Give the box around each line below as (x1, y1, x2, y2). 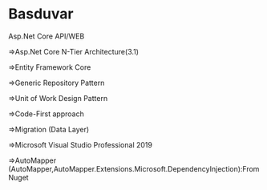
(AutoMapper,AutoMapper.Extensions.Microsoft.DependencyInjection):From (8, 164, 260, 173)
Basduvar (8, 5, 74, 23)
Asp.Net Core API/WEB (8, 31, 85, 41)
